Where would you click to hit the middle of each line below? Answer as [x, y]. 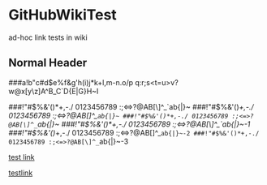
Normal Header [48, 63]
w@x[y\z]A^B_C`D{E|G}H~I [54, 91]
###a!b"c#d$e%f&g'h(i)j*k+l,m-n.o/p [71, 82]
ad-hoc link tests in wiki [48, 37]
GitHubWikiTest [63, 15]
